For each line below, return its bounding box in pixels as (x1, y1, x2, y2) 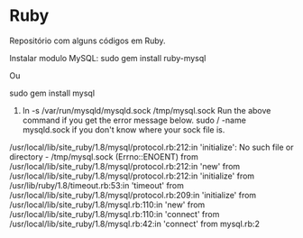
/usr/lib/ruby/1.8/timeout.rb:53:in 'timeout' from (9, 179, 185, 190)
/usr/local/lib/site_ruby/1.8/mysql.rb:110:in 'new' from (9, 199, 206, 210)
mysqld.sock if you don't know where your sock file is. (22, 124, 225, 135)
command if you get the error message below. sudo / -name (22, 114, 246, 125)
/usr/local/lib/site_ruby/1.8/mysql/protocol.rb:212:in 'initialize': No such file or (9, 142, 294, 152)
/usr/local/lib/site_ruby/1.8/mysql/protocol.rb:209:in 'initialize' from (9, 189, 257, 200)
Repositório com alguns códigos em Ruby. (9, 35, 166, 46)
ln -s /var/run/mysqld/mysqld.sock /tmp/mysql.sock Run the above (22, 105, 271, 115)
